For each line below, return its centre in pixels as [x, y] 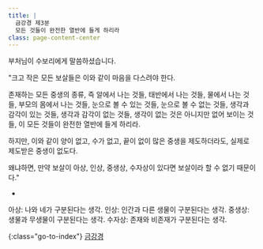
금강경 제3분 [32, 23]
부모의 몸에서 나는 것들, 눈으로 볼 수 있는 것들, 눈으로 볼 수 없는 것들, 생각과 [134, 104]
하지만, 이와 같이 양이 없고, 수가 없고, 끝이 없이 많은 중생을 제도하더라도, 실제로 [129, 141]
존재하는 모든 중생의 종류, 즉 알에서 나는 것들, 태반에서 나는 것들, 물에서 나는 [125, 95]
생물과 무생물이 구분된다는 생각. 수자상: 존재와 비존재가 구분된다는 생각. [118, 220]
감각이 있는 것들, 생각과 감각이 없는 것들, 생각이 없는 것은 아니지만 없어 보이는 [127, 115]
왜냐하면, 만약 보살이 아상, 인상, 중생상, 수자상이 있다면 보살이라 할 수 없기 [122, 168]
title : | [23, 15]
